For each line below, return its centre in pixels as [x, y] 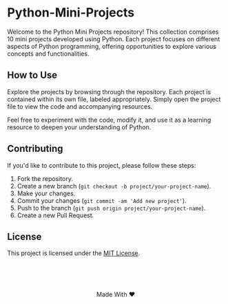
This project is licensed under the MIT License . [74, 253]
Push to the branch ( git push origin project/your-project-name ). [111, 208]
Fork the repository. [45, 178]
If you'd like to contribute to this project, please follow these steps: [102, 165]
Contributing [35, 149]
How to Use [32, 75]
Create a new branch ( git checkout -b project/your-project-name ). [114, 186]
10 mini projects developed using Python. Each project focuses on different [114, 39]
